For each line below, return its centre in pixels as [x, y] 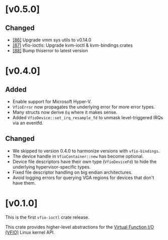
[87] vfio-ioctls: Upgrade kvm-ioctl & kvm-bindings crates [73, 45]
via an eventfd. [28, 123]
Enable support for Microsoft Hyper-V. [52, 101]
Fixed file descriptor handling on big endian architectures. [72, 172]
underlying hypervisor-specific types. [52, 167]
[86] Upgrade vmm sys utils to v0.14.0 [52, 40]
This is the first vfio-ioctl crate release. [47, 217]
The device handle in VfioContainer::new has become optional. [78, 156]
